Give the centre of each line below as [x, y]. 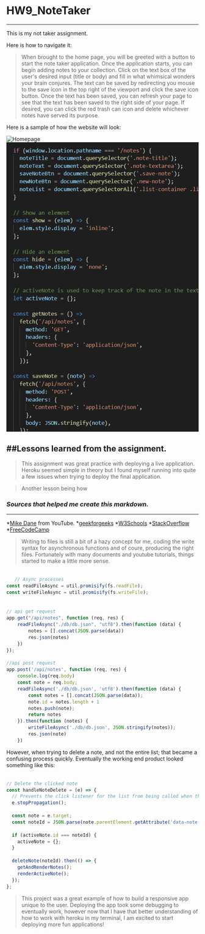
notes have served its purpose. [60, 115]
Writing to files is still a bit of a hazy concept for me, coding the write [108, 542]
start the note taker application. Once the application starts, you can [107, 63]
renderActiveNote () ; [43, 874]
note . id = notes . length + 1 [64, 702]
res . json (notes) [49, 637]
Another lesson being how [54, 488]
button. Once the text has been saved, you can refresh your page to [106, 96]
